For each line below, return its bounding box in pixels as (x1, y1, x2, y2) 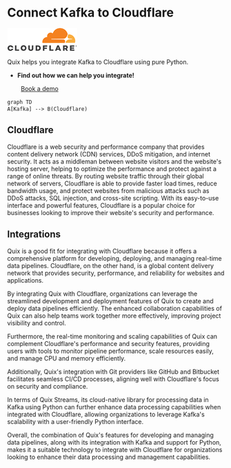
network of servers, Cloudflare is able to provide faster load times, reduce (7, 179, 217, 187)
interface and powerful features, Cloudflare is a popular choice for (7, 201, 195, 210)
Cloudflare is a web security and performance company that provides (7, 143, 205, 151)
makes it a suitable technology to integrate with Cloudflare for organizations (7, 445, 223, 454)
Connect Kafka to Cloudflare (7, 5, 174, 21)
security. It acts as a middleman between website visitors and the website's (7, 157, 222, 165)
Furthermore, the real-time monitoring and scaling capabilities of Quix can (7, 332, 218, 340)
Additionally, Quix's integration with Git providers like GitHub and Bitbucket (7, 367, 219, 376)
